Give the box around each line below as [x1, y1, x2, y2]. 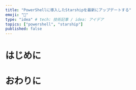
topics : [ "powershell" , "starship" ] [5, 21, 83, 27]
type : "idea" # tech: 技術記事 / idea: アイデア [5, 17, 104, 22]
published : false [5, 26, 42, 32]
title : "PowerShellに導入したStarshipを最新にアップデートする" [5, 7, 131, 13]
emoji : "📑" [5, 12, 29, 17]
